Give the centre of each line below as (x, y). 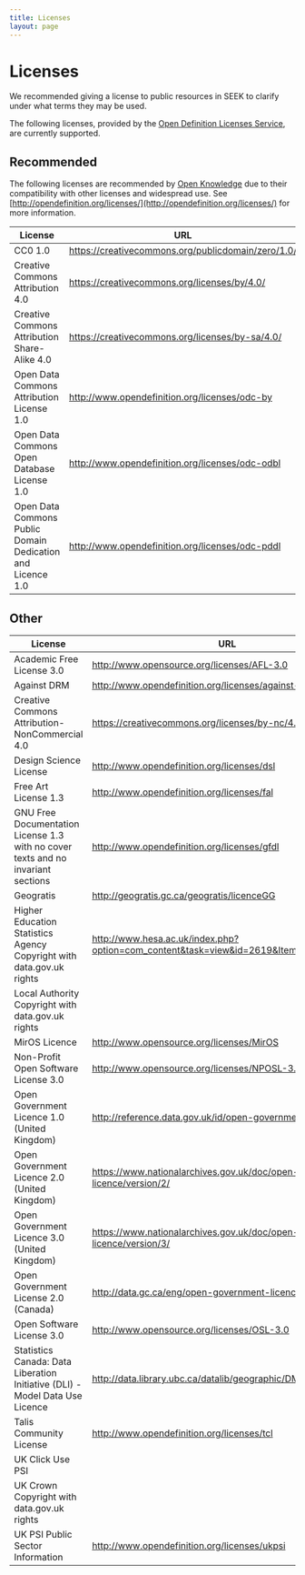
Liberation (35, 1373)
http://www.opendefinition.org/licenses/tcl (183, 1433)
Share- (30, 348)
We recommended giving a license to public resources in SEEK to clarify (144, 96)
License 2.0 (39, 1299)
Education (35, 922)
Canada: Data (43, 1362)
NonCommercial (49, 735)
